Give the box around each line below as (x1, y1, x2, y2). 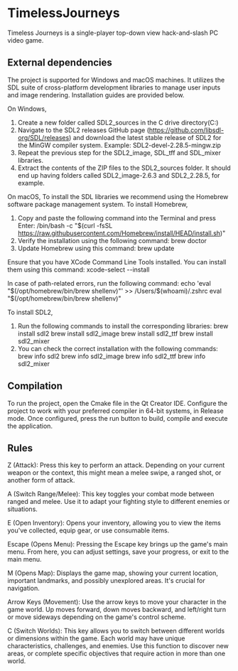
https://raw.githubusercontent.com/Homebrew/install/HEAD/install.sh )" (17, 229, 226, 237)
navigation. (7, 584, 40, 593)
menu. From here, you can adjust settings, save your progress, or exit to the (7, 547, 229, 556)
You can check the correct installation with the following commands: (17, 344, 218, 353)
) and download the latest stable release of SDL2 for (68, 133, 222, 141)
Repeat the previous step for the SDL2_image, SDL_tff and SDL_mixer (17, 148, 222, 157)
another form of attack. (7, 476, 75, 485)
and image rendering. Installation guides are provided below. (7, 90, 185, 99)
